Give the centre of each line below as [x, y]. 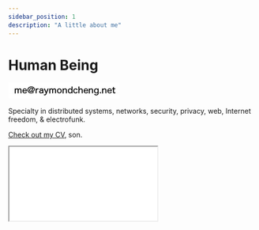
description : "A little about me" [65, 25]
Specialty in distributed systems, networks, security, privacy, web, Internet [129, 111]
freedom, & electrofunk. [47, 119]
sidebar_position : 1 [42, 17]
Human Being [53, 65]
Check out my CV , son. [45, 135]
